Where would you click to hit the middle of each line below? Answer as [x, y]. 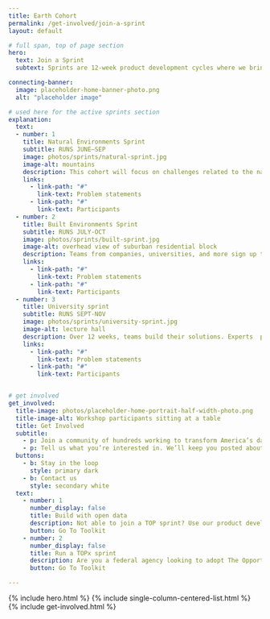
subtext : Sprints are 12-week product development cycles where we [131, 68]
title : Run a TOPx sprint [73, 553]
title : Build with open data [78, 516]
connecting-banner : [41, 82]
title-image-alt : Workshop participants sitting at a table [118, 418]
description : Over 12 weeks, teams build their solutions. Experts [138, 337]
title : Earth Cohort [43, 16]
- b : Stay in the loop [61, 463]
